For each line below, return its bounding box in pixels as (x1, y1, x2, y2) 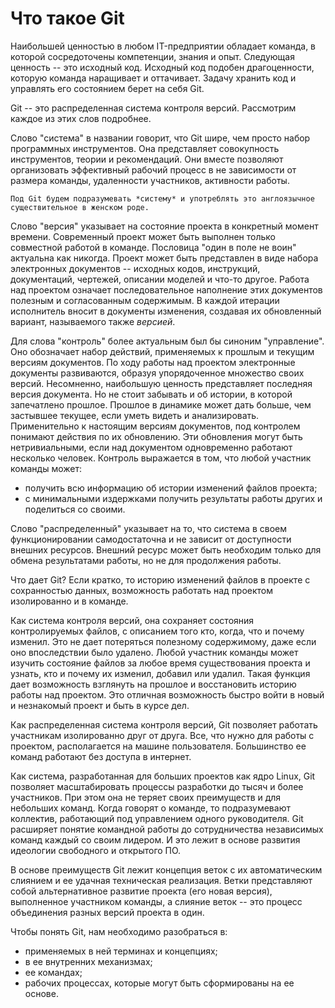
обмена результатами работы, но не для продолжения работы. (10, 554, 282, 566)
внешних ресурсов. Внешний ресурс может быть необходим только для (10, 543, 322, 556)
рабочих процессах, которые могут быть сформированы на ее (24, 977, 295, 989)
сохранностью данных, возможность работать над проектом (10, 584, 274, 596)
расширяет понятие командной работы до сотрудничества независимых (10, 823, 324, 835)
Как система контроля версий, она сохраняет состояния (10, 614, 255, 626)
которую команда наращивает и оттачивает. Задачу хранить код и (10, 72, 297, 84)
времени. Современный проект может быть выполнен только (10, 230, 277, 242)
